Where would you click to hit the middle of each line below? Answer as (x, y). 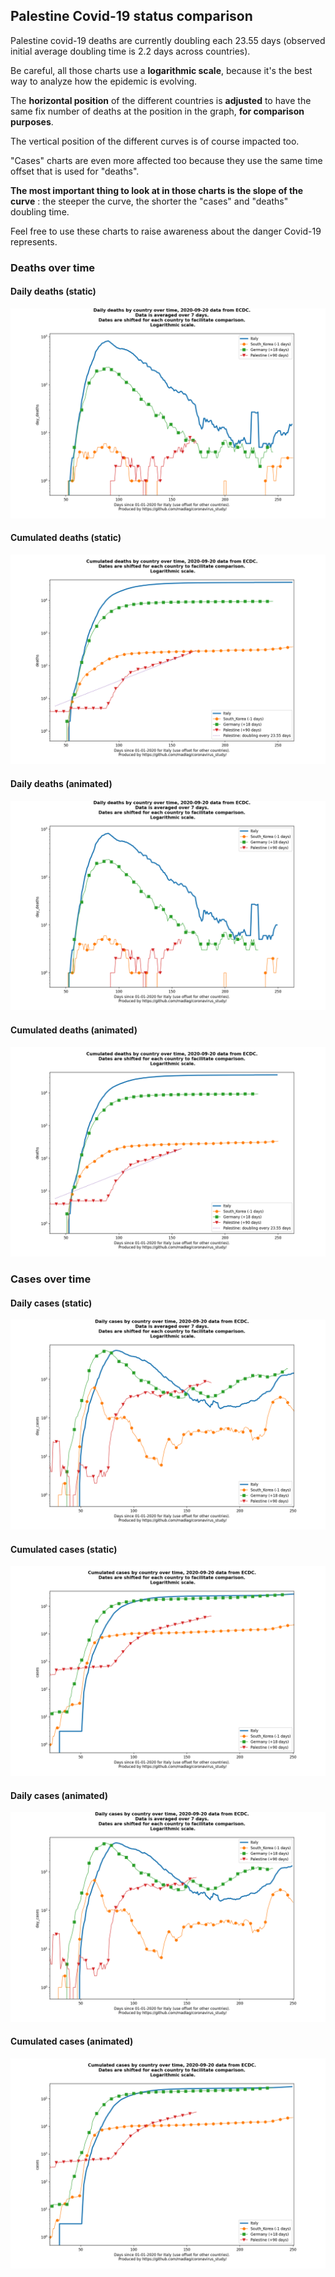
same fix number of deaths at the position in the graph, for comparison (157, 111)
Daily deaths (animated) (61, 784)
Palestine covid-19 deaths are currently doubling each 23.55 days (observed (168, 40)
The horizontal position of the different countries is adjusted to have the (161, 100)
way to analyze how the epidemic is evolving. (104, 81)
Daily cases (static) (51, 1303)
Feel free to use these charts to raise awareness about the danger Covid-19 (166, 231)
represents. (34, 241)
